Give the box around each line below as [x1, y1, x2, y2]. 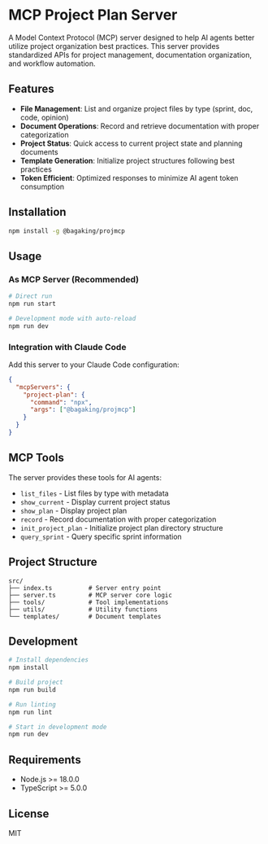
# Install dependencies [8, 656, 89, 664]
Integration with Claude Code [8, 341, 127, 352]
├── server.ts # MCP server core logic [8, 591, 173, 599]
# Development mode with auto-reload [8, 314, 136, 322]
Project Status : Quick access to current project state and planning [19, 138, 243, 148]
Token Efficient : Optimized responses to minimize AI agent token [19, 173, 239, 182]
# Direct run [8, 292, 53, 300]
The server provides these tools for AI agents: [8, 472, 162, 482]
